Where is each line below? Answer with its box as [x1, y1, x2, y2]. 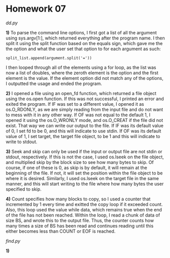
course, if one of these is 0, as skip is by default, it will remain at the [6, 164, 147, 170]
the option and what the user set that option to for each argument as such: [6, 46, 161, 52]
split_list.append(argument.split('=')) [6, 55, 93, 61]
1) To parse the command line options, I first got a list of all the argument [6, 29, 157, 35]
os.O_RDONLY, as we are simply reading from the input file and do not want [6, 106, 163, 112]
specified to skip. [6, 186, 42, 192]
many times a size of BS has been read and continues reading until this [6, 223, 154, 229]
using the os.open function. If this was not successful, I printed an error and [6, 96, 164, 102]
